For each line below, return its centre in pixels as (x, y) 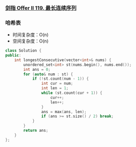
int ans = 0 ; (37, 69)
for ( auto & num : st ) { (48, 74)
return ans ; (36, 131)
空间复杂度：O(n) (30, 41)
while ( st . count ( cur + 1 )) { (72, 93)
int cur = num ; (57, 84)
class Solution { (23, 51)
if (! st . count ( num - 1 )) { (60, 79)
